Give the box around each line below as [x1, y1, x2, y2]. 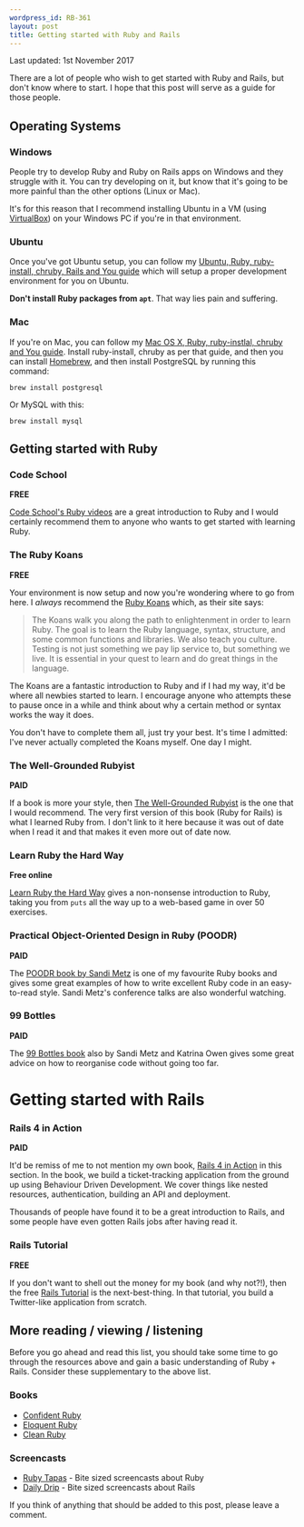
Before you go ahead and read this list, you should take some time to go [9, 1347, 279, 1358]
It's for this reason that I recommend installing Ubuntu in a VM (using [9, 204, 267, 215]
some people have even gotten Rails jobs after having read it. [9, 1216, 238, 1227]
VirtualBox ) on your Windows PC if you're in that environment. [9, 213, 242, 224]
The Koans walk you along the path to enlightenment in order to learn [31, 614, 291, 625]
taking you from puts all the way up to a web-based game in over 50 [9, 897, 265, 908]
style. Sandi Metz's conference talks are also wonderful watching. [39, 987, 287, 998]
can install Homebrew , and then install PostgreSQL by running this [9, 355, 257, 366]
